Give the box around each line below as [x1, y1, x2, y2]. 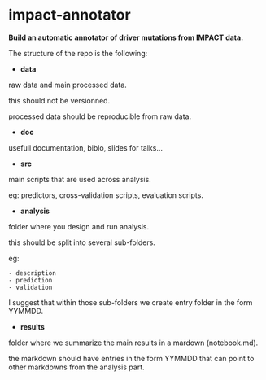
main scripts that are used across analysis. [8, 174, 152, 184]
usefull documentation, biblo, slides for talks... [8, 142, 164, 152]
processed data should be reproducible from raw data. [8, 111, 192, 121]
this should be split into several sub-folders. [8, 238, 156, 247]
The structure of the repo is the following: [8, 48, 148, 58]
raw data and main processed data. [8, 80, 128, 90]
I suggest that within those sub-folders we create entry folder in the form [8, 297, 253, 307]
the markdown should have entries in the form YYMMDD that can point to [8, 353, 255, 363]
